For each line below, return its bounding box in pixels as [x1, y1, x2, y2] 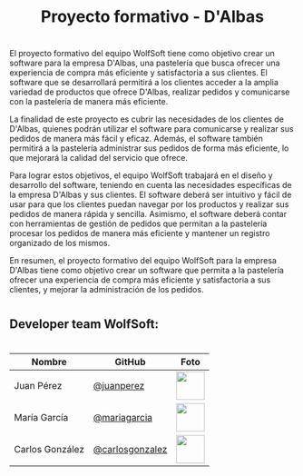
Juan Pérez [14, 379, 63, 392]
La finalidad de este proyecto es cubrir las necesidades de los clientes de [9, 114, 284, 124]
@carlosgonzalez [93, 442, 168, 455]
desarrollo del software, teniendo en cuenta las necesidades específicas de [9, 180, 292, 191]
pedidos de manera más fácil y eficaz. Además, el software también [9, 134, 263, 144]
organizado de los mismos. [9, 238, 111, 249]
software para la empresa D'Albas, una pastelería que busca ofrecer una [9, 57, 280, 69]
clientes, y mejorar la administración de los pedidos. [9, 284, 204, 295]
